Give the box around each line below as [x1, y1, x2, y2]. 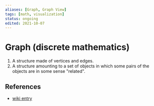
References [5, 83, 41, 91]
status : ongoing [5, 16, 38, 21]
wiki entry [12, 96, 33, 101]
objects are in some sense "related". [12, 68, 86, 74]
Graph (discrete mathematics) [5, 42, 130, 53]
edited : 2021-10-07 [5, 21, 45, 26]
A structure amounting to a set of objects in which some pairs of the [12, 63, 150, 69]
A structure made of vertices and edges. [12, 58, 94, 64]
